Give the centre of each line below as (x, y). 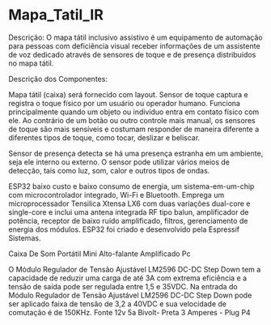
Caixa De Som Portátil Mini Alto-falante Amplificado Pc (100, 254)
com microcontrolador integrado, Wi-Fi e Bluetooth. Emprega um (116, 195)
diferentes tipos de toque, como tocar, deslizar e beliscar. (104, 137)
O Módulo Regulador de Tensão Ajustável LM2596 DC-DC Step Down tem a (135, 269)
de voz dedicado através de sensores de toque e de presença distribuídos (132, 54)
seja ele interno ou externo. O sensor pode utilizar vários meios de (119, 162)
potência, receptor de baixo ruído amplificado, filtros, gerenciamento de (128, 220)
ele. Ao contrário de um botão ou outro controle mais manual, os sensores (132, 120)
